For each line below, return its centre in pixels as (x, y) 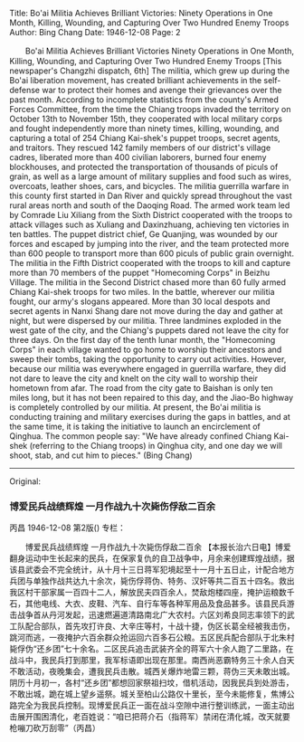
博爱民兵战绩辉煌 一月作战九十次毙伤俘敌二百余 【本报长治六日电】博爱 (158, 547)
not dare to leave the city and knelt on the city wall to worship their (133, 378)
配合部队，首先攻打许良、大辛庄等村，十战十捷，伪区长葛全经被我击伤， (160, 626)
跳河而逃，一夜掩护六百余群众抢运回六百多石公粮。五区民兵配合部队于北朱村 (152, 638)
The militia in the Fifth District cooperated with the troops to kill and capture (150, 263)
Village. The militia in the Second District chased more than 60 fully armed (148, 282)
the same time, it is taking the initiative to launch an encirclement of (135, 426)
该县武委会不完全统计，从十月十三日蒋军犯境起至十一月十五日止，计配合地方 (152, 570)
